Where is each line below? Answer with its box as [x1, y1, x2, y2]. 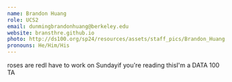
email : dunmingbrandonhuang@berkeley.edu [7, 23, 129, 30]
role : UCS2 [7, 17, 39, 23]
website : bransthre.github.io [7, 29, 95, 37]
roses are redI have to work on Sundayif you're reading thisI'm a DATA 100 [7, 61, 220, 69]
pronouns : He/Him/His [7, 42, 70, 49]
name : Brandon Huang [7, 10, 67, 17]
